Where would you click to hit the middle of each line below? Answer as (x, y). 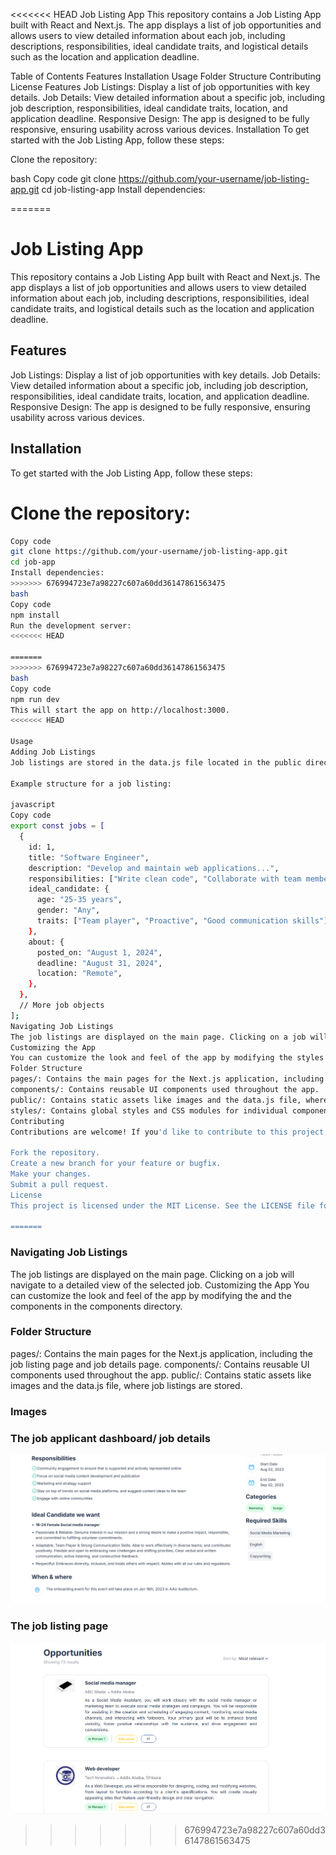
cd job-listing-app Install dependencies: (123, 189)
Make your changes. (51, 1174)
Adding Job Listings (53, 752)
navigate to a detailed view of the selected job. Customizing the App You (160, 1285)
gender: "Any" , (68, 910)
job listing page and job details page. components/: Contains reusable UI (160, 1364)
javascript (33, 805)
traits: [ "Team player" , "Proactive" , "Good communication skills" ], (184, 921)
